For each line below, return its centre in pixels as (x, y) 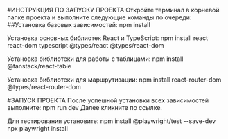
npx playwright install (37, 128)
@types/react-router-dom (44, 87)
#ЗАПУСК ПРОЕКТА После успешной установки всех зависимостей (108, 100)
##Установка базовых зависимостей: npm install (79, 25)
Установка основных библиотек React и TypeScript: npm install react (108, 38)
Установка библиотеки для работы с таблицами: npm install (95, 59)
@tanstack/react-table (39, 66)
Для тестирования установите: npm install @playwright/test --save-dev (112, 121)
